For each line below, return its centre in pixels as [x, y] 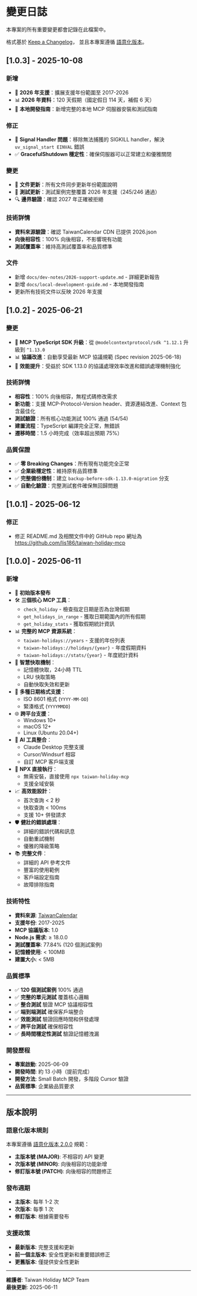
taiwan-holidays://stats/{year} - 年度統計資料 [81, 655]
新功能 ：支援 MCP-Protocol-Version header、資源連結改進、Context [97, 404]
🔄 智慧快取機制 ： [35, 662]
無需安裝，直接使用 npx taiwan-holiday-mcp [76, 776]
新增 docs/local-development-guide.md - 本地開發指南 [79, 284]
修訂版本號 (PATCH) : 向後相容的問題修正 [63, 1172]
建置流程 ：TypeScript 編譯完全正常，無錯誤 [67, 425]
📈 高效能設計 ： [33, 791]
